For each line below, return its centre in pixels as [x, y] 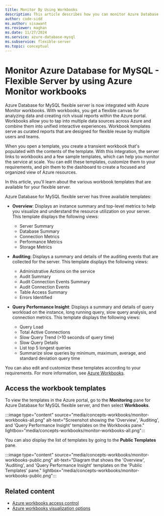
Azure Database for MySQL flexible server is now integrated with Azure [77, 105]
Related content [30, 491]
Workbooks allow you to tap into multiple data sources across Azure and [78, 121]
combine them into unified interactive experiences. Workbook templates [78, 126]
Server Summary [36, 226]
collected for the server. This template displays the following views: [80, 262]
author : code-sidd [24, 19]
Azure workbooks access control [46, 503]
